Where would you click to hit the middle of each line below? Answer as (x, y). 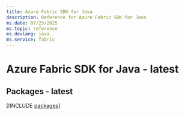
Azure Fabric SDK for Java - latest (92, 69)
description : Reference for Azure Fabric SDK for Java (76, 17)
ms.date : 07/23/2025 (32, 23)
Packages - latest (40, 91)
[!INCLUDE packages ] (33, 106)
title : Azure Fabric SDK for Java (50, 12)
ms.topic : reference (32, 28)
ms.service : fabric (31, 40)
